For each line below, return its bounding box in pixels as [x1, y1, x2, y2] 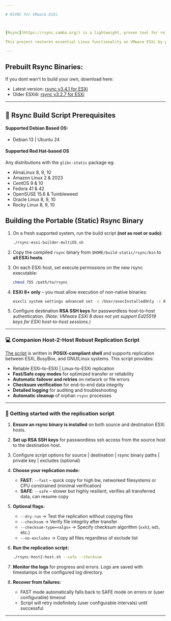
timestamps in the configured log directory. [12, 569, 103, 575]
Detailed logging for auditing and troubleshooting [12, 387, 117, 393]
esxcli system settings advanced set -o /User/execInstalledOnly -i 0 [12, 299, 166, 304]
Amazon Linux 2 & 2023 [12, 174, 64, 181]
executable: [12, 269, 38, 276]
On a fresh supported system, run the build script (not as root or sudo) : [12, 230, 163, 236]
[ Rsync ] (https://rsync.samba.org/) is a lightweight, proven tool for [5, 30, 158, 35]
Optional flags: [12, 503, 45, 509]
